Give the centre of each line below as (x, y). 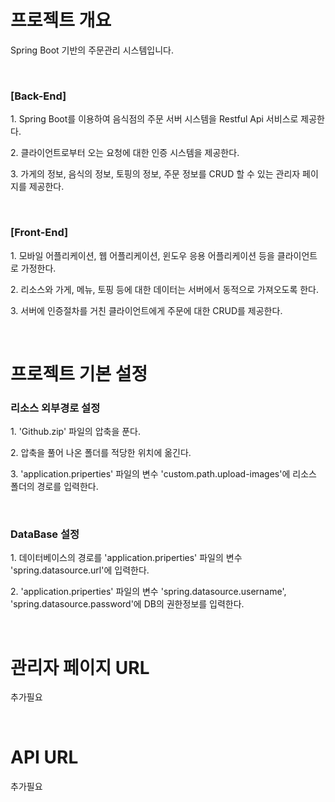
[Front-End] (39, 233)
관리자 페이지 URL (80, 667)
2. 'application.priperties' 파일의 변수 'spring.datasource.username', (148, 592)
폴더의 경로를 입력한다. (54, 487)
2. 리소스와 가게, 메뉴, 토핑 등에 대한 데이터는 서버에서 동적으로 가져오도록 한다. (165, 289)
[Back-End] (38, 96)
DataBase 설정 (45, 534)
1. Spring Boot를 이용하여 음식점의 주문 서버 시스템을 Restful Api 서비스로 (154, 119)
